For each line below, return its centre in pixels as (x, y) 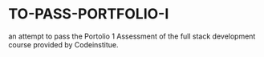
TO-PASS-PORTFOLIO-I (89, 14)
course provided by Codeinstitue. (63, 44)
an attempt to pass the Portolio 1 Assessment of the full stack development (132, 36)
